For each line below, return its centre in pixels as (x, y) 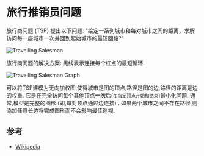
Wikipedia (28, 146)
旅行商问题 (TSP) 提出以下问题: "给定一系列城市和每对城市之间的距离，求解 (101, 30)
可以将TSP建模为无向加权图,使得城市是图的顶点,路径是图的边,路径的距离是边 (102, 87)
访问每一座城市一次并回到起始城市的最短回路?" (65, 38)
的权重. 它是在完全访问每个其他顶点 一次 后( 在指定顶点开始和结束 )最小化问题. (98, 95)
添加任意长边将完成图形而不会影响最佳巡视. (61, 110)
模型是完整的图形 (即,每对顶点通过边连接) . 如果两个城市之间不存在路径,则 (105, 103)
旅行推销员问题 (44, 12)
